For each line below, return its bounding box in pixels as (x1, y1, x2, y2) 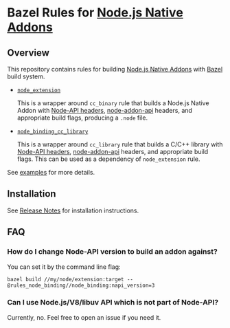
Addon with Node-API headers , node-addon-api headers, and (16, 107, 192, 114)
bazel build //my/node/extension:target (7, 276, 125, 283)
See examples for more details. (7, 168, 95, 176)
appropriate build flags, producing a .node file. (16, 113, 148, 122)
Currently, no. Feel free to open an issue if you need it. (7, 313, 161, 321)
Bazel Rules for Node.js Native (7, 5, 183, 21)
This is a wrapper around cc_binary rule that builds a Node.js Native (16, 99, 209, 107)
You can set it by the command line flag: (7, 263, 122, 271)
